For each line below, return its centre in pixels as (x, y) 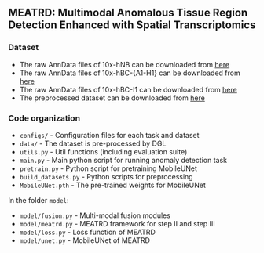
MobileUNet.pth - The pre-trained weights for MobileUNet (113, 185)
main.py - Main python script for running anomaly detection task (123, 160)
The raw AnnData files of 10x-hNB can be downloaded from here (125, 64)
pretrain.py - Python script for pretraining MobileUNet (108, 168)
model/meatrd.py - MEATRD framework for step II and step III (117, 223)
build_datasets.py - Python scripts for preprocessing (106, 176)
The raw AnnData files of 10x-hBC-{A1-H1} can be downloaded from (130, 73)
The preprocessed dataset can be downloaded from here (112, 98)
